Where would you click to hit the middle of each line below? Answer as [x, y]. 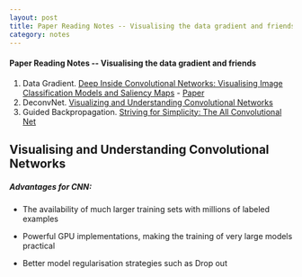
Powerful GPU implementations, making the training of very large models [157, 236]
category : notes [40, 34]
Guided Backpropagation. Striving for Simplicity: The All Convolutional [152, 112]
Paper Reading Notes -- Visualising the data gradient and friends [133, 63]
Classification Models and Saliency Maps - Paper [113, 93]
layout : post [34, 18]
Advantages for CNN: [51, 186]
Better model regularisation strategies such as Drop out [124, 263]
